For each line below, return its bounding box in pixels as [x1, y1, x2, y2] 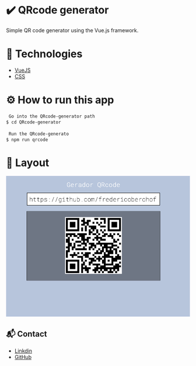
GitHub [14, 354, 32, 361]
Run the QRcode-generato [8, 131, 69, 137]
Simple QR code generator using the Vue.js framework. [6, 26, 139, 34]
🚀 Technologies [6, 47, 83, 61]
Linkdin [14, 347, 32, 354]
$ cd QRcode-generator [6, 119, 61, 125]
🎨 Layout [6, 156, 50, 169]
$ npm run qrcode [6, 137, 48, 143]
